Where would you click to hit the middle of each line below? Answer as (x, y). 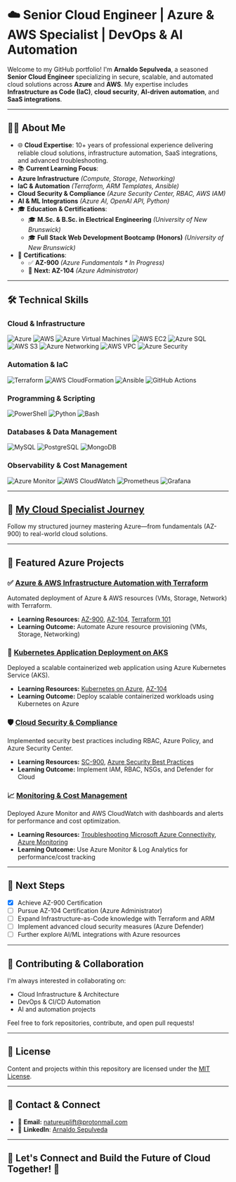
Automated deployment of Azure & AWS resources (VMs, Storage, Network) (117, 598)
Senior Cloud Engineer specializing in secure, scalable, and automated (110, 77)
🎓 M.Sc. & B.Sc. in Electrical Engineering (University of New (117, 219)
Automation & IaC (38, 365)
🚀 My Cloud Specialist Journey (76, 510)
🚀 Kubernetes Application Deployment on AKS (88, 652)
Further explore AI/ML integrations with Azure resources (99, 935)
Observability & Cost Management (67, 466)
